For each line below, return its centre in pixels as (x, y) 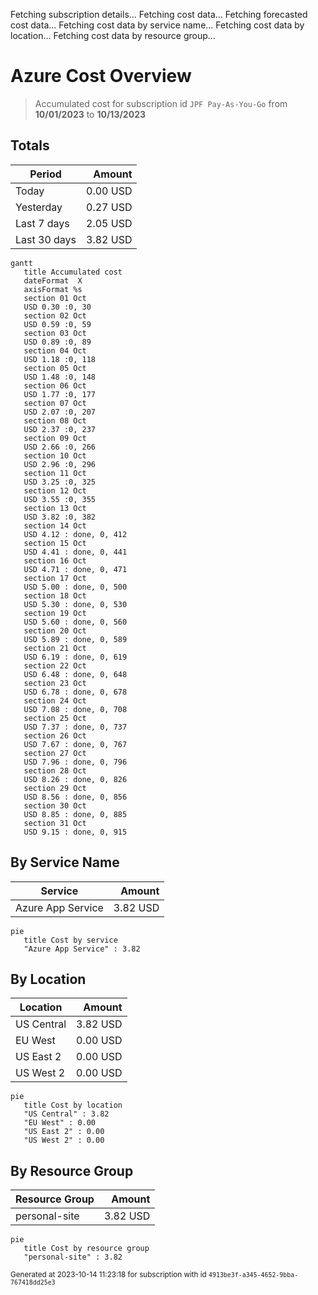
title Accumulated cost (73, 272)
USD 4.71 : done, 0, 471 (75, 569)
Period (45, 174)
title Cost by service (70, 940)
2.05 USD (109, 223)
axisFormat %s (53, 289)
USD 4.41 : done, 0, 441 (75, 552)
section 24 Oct (55, 700)
